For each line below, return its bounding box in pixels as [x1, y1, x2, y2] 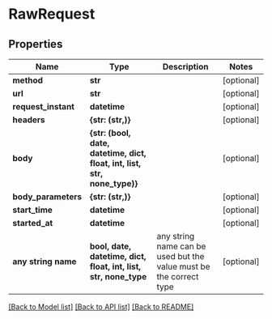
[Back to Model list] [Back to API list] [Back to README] [8, 302, 194, 312]
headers [12, 114, 46, 125]
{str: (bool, [89, 127, 131, 138]
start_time [12, 204, 53, 215]
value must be [156, 261, 210, 272]
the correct [156, 271, 199, 282]
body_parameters [12, 191, 83, 202]
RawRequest [8, 5, 96, 23]
